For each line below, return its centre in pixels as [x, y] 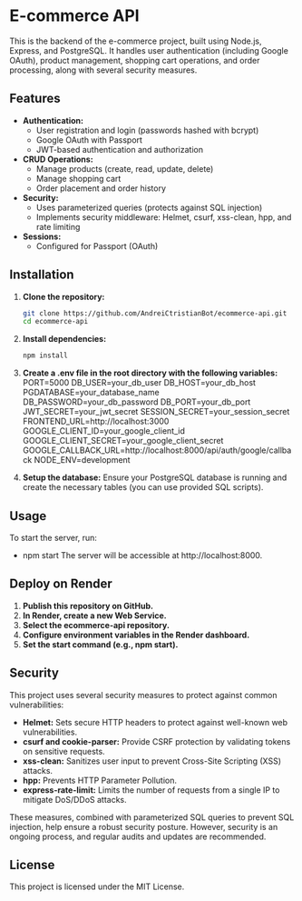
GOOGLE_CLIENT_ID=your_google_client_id [104, 431]
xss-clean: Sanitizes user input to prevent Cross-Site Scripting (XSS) [152, 761]
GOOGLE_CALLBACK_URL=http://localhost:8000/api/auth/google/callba [157, 450]
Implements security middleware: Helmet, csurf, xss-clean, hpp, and [164, 217]
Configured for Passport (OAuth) [97, 245]
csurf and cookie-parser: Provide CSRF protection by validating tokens [156, 741]
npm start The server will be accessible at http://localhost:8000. [142, 555]
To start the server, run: [54, 538]
